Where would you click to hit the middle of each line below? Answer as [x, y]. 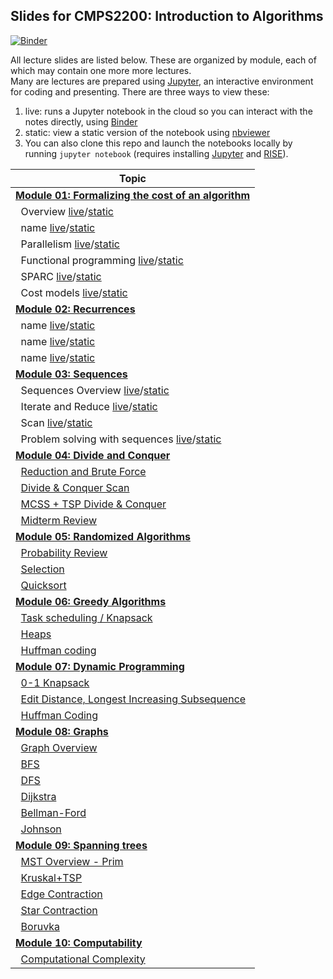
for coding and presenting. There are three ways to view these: [140, 91]
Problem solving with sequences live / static [121, 439]
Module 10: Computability [79, 942]
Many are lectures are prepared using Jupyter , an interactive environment [162, 81]
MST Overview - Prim [72, 861]
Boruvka [40, 926]
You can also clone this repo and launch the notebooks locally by [158, 143]
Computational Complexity [83, 959]
